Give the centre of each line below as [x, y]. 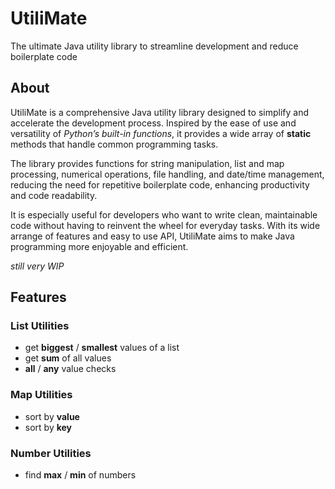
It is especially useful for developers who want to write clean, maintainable [164, 214]
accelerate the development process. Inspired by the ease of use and [153, 123]
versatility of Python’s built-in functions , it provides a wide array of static [161, 133]
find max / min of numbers [80, 475]
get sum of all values [68, 358]
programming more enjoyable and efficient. [99, 246]
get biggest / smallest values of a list [102, 348]
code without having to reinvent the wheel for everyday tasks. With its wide [165, 225]
